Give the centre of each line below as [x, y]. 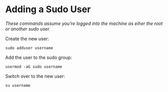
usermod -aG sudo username [34, 67]
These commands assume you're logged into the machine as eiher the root [84, 23]
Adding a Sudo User [48, 9]
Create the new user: [27, 39]
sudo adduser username [29, 48]
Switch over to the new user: [35, 76]
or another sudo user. [28, 28]
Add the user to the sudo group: [39, 57]
